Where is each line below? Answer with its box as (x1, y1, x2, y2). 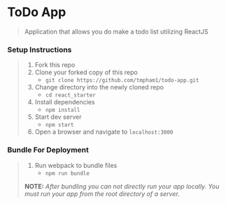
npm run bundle (45, 169, 90, 177)
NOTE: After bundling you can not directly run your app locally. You (24, 182, 220, 190)
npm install (45, 106, 80, 114)
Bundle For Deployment (7, 145, 89, 155)
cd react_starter (45, 92, 96, 99)
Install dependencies (34, 98, 95, 106)
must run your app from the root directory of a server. (24, 190, 180, 198)
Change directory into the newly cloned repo (34, 83, 164, 92)
